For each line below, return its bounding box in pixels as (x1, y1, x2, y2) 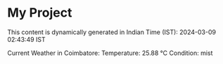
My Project (7, 5, 72, 21)
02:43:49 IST (7, 35, 46, 43)
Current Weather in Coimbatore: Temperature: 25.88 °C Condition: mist (7, 49, 213, 57)
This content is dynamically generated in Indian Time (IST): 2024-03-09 (7, 28, 217, 36)
